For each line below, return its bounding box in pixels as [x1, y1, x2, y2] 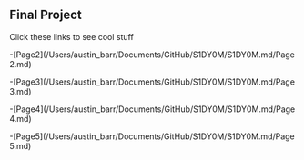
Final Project [9, 7, 82, 23]
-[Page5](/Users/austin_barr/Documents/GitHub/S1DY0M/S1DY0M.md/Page [9, 131, 296, 142]
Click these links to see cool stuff [9, 31, 134, 42]
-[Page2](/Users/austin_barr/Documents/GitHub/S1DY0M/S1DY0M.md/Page [9, 49, 296, 60]
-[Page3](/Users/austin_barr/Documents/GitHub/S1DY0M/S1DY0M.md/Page [9, 76, 296, 87]
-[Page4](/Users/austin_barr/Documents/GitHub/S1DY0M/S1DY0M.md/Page [9, 104, 296, 115]
